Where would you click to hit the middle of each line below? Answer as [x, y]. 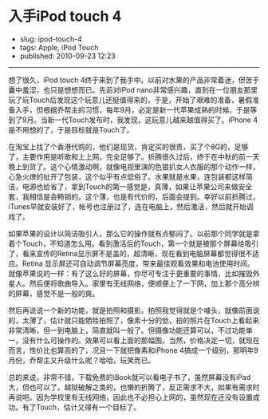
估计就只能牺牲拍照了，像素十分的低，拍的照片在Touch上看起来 [154, 320]
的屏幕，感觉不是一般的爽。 [54, 293]
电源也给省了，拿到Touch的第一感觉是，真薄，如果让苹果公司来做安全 [137, 186]
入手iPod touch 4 [65, 16]
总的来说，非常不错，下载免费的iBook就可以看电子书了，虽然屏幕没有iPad [130, 377]
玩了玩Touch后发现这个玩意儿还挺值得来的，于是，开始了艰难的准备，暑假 [130, 100]
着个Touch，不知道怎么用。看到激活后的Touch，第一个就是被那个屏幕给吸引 [134, 243]
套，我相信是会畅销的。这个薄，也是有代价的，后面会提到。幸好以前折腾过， [134, 196]
